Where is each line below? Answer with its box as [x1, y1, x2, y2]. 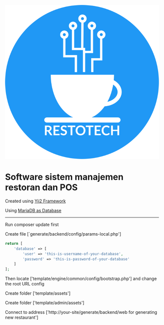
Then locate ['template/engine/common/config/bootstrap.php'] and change [5, 276, 157, 282]
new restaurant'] [5, 315, 39, 321]
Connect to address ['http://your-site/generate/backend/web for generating [5, 309, 158, 315]
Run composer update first [5, 221, 59, 227]
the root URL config [5, 281, 45, 287]
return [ [5, 241, 23, 246]
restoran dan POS [5, 182, 78, 193]
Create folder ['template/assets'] [5, 290, 71, 296]
